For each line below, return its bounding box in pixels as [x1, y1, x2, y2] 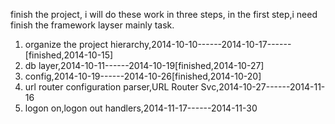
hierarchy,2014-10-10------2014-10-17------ [109, 39, 292, 50]
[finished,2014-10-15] [24, 49, 114, 61]
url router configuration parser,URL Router [24, 81, 199, 93]
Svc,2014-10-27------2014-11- [200, 81, 326, 93]
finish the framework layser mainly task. [10, 19, 175, 31]
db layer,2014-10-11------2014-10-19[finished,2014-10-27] [24, 60, 265, 71]
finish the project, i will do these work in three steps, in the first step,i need [10, 9, 318, 20]
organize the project [24, 39, 109, 50]
